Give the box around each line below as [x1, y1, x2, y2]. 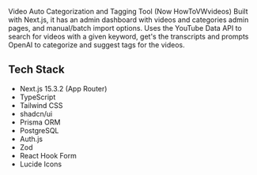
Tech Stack [8, 63, 65, 76]
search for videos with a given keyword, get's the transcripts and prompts [8, 32, 249, 41]
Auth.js [19, 134, 43, 143]
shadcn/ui [19, 109, 53, 118]
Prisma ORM [19, 117, 61, 127]
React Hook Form [19, 151, 77, 160]
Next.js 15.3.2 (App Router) [19, 84, 108, 93]
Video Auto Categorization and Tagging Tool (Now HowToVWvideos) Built [8, 7, 248, 16]
